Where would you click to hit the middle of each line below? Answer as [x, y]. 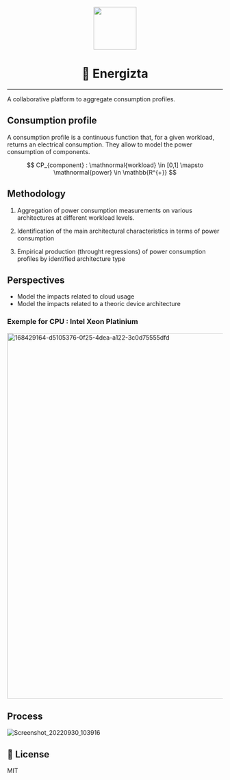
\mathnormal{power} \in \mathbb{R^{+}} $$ [115, 172]
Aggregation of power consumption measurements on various [105, 210]
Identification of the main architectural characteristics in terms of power [118, 231]
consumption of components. [49, 151]
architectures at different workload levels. [76, 217]
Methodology [37, 194]
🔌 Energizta [115, 74]
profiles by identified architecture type [71, 259]
